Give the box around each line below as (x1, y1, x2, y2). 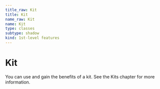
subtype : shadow (5, 31, 39, 36)
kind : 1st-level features (5, 36, 59, 41)
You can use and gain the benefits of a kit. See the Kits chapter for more (5, 73, 155, 79)
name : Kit (5, 21, 26, 27)
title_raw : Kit (5, 7, 37, 13)
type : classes (5, 26, 35, 31)
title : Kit (5, 12, 28, 17)
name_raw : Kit (5, 17, 35, 22)
